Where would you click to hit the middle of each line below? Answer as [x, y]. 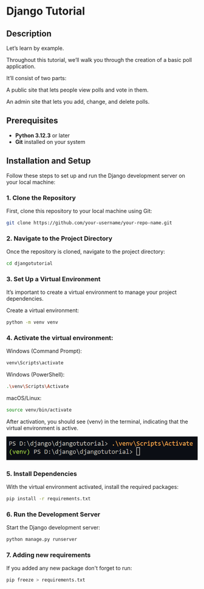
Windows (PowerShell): [36, 375]
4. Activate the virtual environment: [60, 338]
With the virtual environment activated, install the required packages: [93, 487]
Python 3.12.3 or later [42, 135]
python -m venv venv [32, 322]
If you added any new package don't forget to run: [69, 568]
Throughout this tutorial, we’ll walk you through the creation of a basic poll [99, 60]
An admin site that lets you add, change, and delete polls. [78, 102]
